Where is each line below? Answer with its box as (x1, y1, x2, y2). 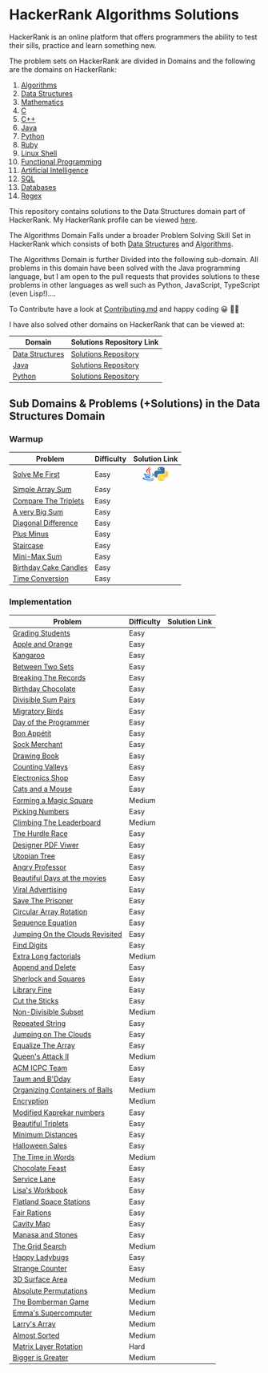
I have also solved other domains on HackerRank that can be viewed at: (9, 319, 245, 329)
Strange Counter (12, 1264, 67, 1274)
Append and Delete (12, 963, 77, 972)
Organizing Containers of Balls (12, 1085, 113, 1095)
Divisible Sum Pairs (12, 695, 76, 705)
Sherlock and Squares (12, 974, 86, 983)
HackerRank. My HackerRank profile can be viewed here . (9, 215, 198, 224)
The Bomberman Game (12, 1297, 90, 1306)
